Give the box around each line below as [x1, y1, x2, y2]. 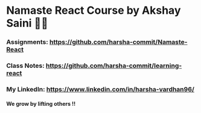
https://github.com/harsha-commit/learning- [45, 61, 182, 70]
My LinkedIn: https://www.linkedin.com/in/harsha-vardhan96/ [6, 85, 195, 93]
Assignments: [6, 38, 48, 46]
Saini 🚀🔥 [6, 16, 48, 30]
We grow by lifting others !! [6, 100, 76, 107]
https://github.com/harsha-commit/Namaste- [49, 38, 188, 46]
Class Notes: [6, 61, 45, 70]
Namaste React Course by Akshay [6, 4, 181, 17]
